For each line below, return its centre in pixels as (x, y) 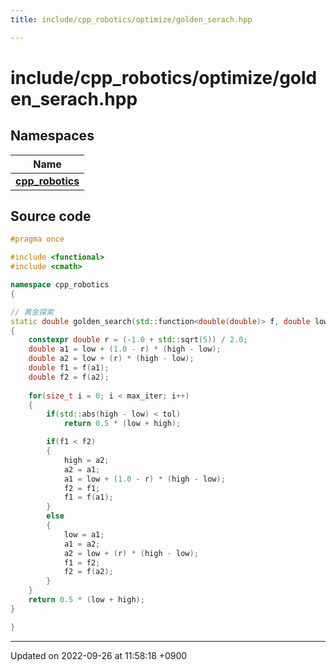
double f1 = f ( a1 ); (69, 368)
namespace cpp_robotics (60, 285)
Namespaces (52, 136)
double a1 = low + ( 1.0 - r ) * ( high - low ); (125, 349)
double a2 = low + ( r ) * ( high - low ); (111, 359)
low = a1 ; (84, 534)
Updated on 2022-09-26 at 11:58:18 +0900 (99, 655)
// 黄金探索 (32, 312)
